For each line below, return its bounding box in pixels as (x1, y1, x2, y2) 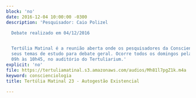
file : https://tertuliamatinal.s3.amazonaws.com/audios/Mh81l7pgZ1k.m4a (6, 67, 187, 73)
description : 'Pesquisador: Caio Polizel (6, 19, 108, 25)
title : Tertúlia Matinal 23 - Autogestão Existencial (6, 78, 140, 84)
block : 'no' (6, 8, 35, 15)
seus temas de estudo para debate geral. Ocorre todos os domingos (11, 51, 179, 57)
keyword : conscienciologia (6, 72, 72, 79)
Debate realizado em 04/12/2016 (11, 30, 90, 36)
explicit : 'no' (6, 62, 43, 68)
